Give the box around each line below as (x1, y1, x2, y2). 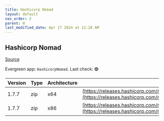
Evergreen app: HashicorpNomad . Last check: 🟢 (5, 66, 99, 72)
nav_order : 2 (5, 16, 32, 21)
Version (7, 79, 26, 86)
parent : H (5, 20, 25, 26)
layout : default (5, 12, 38, 17)
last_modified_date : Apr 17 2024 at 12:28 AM (5, 25, 99, 30)
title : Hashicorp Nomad (5, 7, 54, 12)
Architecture (47, 79, 78, 86)
